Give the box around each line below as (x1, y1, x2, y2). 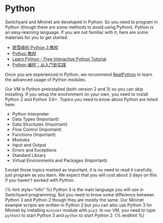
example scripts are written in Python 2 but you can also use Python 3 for (5, 202, 152, 208)
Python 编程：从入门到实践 (12, 62, 67, 68)
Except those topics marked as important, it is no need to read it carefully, (5, 167, 153, 172)
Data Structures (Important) (12, 121, 68, 127)
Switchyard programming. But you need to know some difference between (5, 191, 155, 197)
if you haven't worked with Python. (5, 177, 75, 183)
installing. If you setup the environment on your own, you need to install (5, 91, 148, 97)
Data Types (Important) (12, 116, 59, 122)
